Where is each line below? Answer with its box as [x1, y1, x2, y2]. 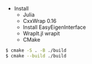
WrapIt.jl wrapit [22, 30, 60, 37]
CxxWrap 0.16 [22, 18, 57, 24]
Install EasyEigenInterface [22, 23, 86, 31]
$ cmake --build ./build [5, 53, 67, 59]
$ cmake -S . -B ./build [5, 48, 67, 53]
